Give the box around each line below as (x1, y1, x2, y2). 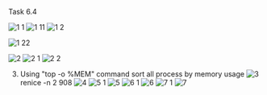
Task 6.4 (8, 7, 38, 16)
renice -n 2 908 (19, 78, 73, 87)
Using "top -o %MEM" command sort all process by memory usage (19, 69, 244, 79)
